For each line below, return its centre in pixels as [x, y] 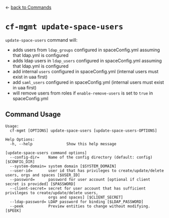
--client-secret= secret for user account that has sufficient [78, 188]
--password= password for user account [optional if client [80, 179]
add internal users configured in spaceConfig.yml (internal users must [86, 71]
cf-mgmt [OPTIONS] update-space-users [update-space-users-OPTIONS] [83, 131]
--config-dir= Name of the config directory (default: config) [81, 157]
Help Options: [20, 139]
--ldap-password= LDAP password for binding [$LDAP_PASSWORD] [77, 202]
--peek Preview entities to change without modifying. [80, 206]
